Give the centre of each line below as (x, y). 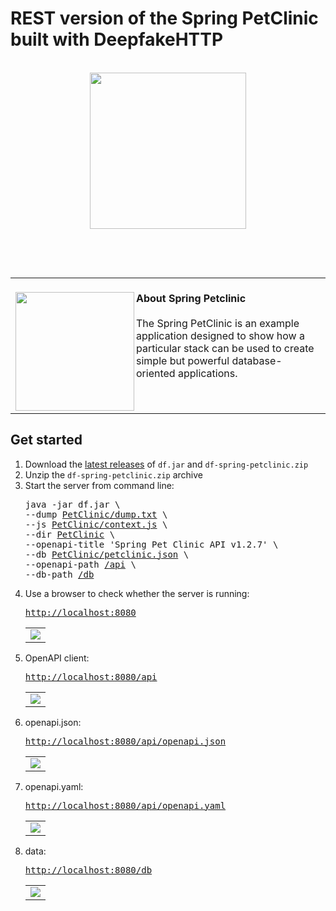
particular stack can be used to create (225, 348)
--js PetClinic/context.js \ (96, 524)
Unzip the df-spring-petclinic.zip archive (113, 474)
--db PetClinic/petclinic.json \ (107, 554)
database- (257, 360)
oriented (156, 373)
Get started (46, 440)
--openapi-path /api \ (80, 564)
